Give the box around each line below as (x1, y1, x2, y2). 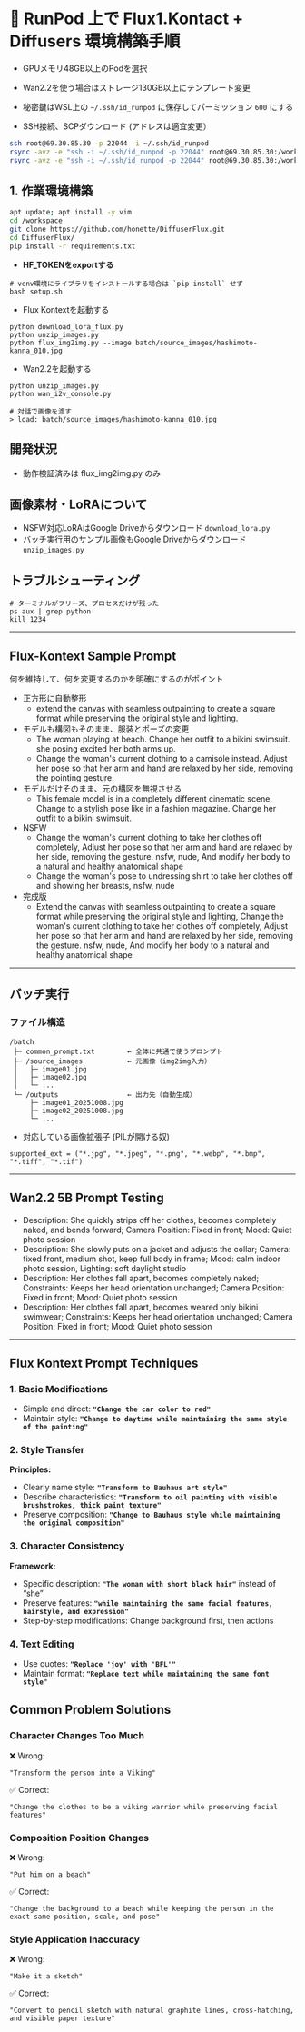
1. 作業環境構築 (9, 183, 93, 198)
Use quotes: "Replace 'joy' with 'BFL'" (22, 1658, 177, 1669)
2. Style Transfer (9, 1444, 84, 1457)
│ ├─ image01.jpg (13, 1064, 88, 1073)
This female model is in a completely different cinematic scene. (35, 793, 273, 804)
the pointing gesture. (35, 772, 115, 782)
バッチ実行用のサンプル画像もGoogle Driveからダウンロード (22, 533, 247, 545)
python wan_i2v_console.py (9, 389, 112, 398)
